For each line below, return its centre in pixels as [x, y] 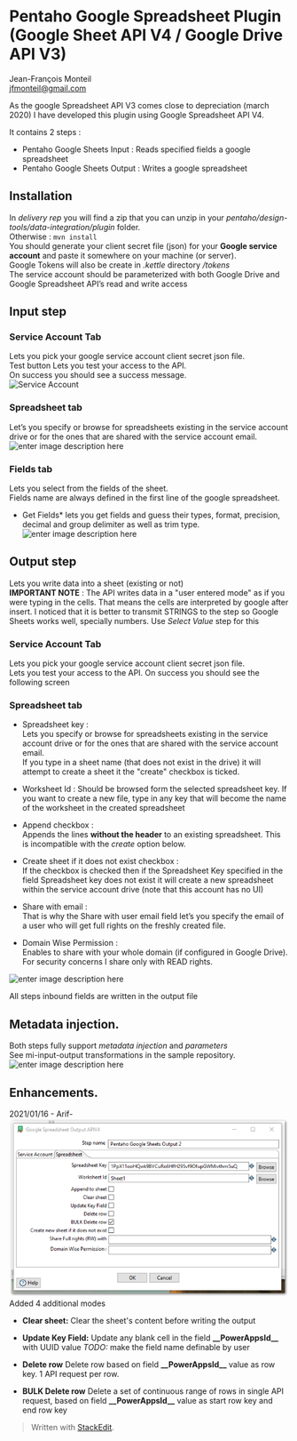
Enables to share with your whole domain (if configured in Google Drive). [155, 952]
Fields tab [31, 468]
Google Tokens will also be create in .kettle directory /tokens [120, 265]
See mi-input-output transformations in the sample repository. [123, 1055]
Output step [43, 562]
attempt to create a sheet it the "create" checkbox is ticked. [131, 772]
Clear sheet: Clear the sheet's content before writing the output [139, 1320]
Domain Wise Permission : [70, 943]
